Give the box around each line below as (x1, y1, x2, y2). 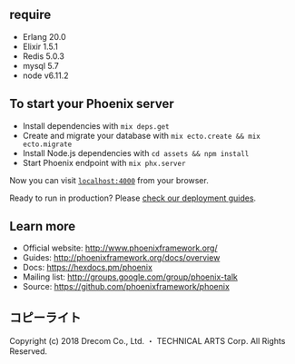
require (9, 7, 52, 23)
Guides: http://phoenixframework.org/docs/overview (22, 252, 221, 263)
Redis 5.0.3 (22, 50, 65, 62)
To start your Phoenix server (9, 96, 174, 112)
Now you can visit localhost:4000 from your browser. (9, 174, 209, 185)
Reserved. (9, 346, 48, 357)
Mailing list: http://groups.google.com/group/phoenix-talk (22, 271, 239, 282)
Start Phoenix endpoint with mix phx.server (22, 157, 186, 168)
